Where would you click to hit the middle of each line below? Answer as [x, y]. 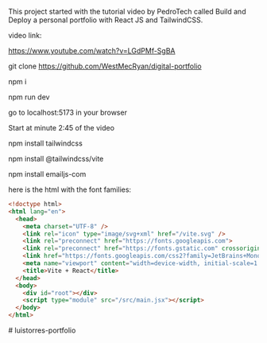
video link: [25, 35]
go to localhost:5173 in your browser [68, 112]
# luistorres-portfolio [42, 330]
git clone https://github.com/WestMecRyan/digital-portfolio [105, 66]
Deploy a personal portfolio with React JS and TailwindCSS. [106, 20]
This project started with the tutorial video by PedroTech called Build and [127, 12]
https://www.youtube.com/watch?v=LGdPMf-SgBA [92, 51]
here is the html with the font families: [70, 189]
